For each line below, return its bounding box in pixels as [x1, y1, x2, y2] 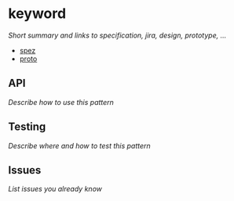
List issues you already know [8, 185, 102, 194]
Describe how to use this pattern [8, 97, 114, 106]
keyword [8, 5, 67, 23]
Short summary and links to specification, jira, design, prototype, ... [8, 31, 227, 40]
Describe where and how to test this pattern [8, 141, 151, 150]
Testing [8, 120, 46, 134]
